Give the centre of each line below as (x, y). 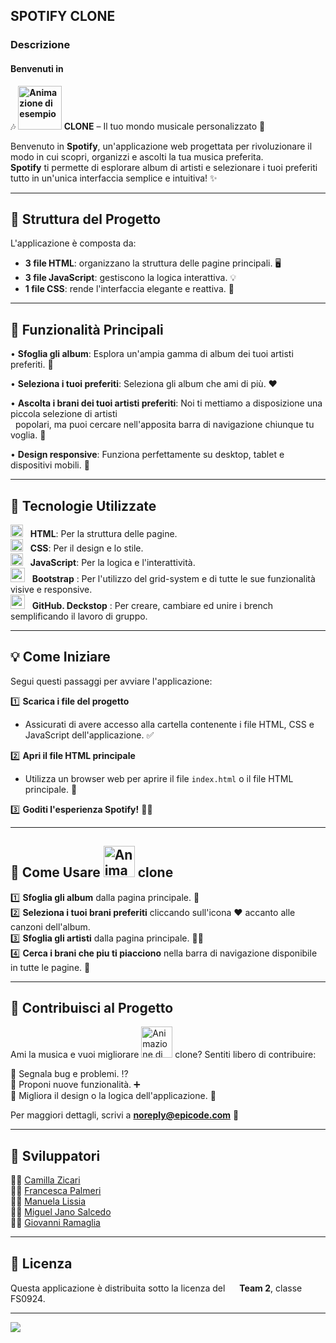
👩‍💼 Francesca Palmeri (56, 1191)
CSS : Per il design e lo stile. (86, 548)
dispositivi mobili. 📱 (50, 465)
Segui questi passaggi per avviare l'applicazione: (111, 681)
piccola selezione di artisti (64, 414)
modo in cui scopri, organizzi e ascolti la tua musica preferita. (137, 156)
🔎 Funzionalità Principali (87, 329)
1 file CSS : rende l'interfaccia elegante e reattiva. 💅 (129, 289)
